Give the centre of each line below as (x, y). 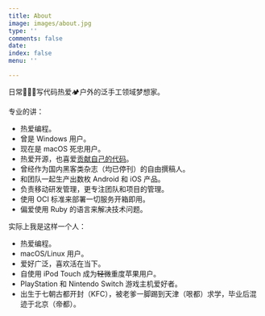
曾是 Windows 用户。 (55, 139)
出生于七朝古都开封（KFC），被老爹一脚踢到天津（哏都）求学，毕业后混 (138, 293)
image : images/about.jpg (50, 23)
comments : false (35, 38)
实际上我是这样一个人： (47, 226)
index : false (30, 53)
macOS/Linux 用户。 (54, 253)
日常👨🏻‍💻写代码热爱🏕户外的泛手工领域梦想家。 (87, 91)
